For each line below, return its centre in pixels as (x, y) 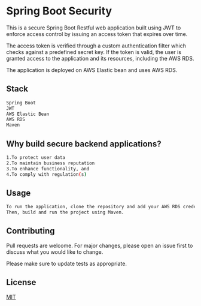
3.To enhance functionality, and (48, 169)
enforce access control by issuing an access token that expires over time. (97, 34)
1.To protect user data (36, 157)
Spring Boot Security (59, 11)
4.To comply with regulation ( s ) (46, 174)
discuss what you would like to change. (55, 252)
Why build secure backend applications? (84, 144)
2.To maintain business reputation (51, 163)
